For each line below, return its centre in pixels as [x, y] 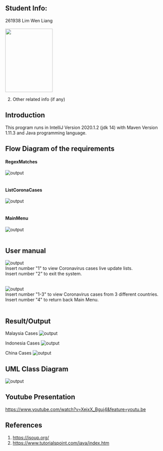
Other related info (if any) [39, 99]
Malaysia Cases [22, 333]
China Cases [18, 353]
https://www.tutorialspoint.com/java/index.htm [61, 443]
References [24, 425]
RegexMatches [21, 161]
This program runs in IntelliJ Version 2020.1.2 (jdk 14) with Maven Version [82, 127]
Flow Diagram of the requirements [60, 149]
